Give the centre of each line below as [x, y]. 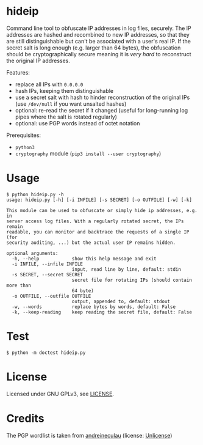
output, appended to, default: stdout [121, 301]
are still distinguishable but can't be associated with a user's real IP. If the [98, 41]
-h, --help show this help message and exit [84, 259]
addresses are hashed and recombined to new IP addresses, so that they [98, 34]
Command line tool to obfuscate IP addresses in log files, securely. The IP [99, 28]
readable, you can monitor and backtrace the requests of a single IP [98, 232]
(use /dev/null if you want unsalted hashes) [71, 104]
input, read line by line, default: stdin [126, 269]
